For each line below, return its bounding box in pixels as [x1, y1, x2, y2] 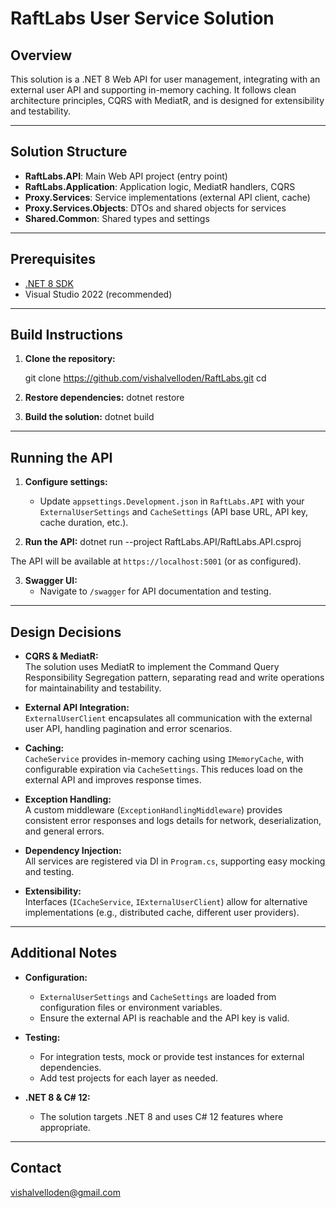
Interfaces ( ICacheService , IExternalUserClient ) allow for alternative [24, 896, 308, 908]
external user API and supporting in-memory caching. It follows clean [10, 84, 297, 96]
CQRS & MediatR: [24, 650, 99, 662]
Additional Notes [10, 945, 118, 962]
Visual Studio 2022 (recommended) [24, 288, 173, 300]
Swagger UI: [24, 575, 78, 587]
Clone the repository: [24, 353, 116, 365]
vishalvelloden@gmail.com [10, 1186, 121, 1198]
